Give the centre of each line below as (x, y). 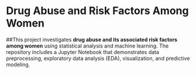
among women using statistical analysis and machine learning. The (87, 46)
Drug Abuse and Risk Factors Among (97, 11)
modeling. (18, 64)
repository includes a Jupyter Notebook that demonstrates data (83, 52)
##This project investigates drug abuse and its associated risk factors (92, 39)
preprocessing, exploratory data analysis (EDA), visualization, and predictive (98, 58)
